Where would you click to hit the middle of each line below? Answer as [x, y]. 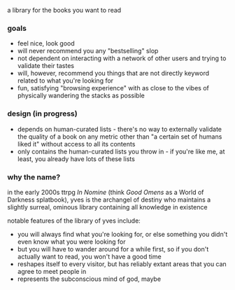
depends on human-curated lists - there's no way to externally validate [120, 129]
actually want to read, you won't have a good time [90, 256]
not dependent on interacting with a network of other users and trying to [122, 58]
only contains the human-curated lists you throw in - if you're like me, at [121, 151]
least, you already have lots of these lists [76, 159]
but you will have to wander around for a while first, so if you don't [113, 249]
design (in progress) [43, 113]
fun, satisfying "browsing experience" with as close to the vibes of [113, 88]
